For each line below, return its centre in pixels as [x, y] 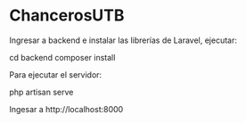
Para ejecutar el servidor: [56, 74]
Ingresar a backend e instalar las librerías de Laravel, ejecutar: [123, 40]
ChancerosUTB [67, 16]
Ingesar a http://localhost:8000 [66, 109]
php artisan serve [41, 92]
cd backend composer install [62, 57]
